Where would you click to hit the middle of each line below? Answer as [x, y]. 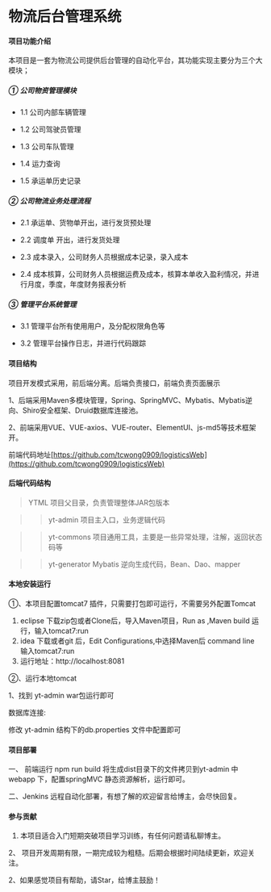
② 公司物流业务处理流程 [50, 201]
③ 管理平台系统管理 [42, 304]
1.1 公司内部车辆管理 [53, 112]
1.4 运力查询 [40, 164]
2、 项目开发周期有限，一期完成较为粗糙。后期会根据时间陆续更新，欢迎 [128, 853]
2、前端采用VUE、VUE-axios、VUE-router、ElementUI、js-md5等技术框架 [132, 427]
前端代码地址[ [31, 454]
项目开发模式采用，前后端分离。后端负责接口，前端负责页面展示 [114, 383]
